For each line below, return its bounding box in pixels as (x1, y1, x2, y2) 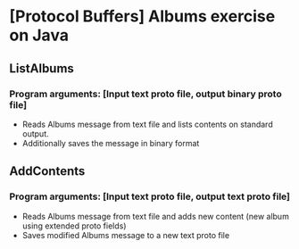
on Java (9, 25, 70, 46)
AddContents (9, 163, 86, 179)
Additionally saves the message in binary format (21, 137, 200, 148)
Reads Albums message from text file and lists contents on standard (21, 119, 274, 129)
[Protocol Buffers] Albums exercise (9, 6, 276, 27)
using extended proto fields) (21, 220, 127, 231)
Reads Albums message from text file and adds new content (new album (21, 211, 290, 221)
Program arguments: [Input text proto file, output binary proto (9, 87, 283, 100)
